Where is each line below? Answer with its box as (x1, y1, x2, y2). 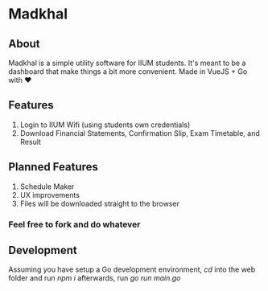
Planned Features (8, 160, 99, 174)
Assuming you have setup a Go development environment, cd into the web (8, 264, 256, 274)
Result (19, 137, 42, 146)
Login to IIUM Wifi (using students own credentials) (19, 120, 191, 129)
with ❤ (8, 76, 32, 84)
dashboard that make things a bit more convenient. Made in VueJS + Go (8, 67, 248, 76)
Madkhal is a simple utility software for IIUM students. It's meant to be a (8, 58, 246, 68)
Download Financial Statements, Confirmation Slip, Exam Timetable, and (19, 128, 260, 137)
